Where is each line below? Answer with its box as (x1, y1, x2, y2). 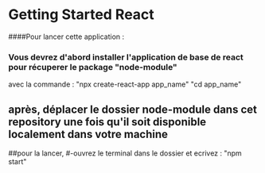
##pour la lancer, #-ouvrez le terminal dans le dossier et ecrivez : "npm (8, 148, 243, 158)
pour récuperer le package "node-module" (8, 61, 177, 72)
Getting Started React (8, 6, 155, 24)
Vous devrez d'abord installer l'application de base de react (8, 52, 244, 63)
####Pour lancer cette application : (8, 32, 125, 41)
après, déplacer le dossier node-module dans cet (8, 102, 257, 116)
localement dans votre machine (8, 127, 169, 140)
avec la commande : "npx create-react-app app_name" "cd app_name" (8, 79, 242, 89)
